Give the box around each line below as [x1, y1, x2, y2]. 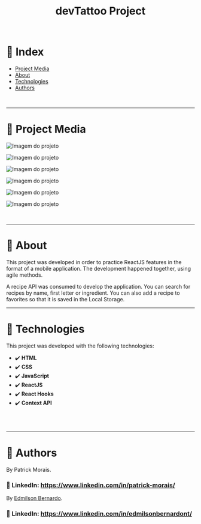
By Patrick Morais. [6, 466, 51, 473]
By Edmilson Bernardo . [6, 494, 63, 502]
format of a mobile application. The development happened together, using [6, 265, 191, 272]
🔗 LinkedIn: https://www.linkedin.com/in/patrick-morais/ [6, 481, 175, 489]
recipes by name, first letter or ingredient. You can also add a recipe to [6, 289, 181, 297]
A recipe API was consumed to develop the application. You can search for [6, 283, 191, 290]
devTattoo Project [55, 4, 146, 18]
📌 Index [6, 45, 44, 59]
